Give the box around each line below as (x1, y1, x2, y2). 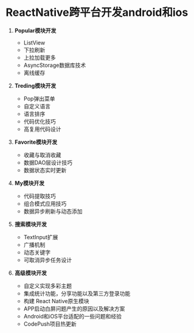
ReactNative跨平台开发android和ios (5, 5, 189, 19)
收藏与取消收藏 (23, 151, 61, 158)
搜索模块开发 (14, 220, 47, 228)
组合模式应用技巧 (23, 200, 67, 207)
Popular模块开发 (14, 27, 57, 34)
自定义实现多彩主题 (23, 282, 72, 289)
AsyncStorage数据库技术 (23, 61, 86, 69)
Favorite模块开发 (14, 138, 58, 145)
